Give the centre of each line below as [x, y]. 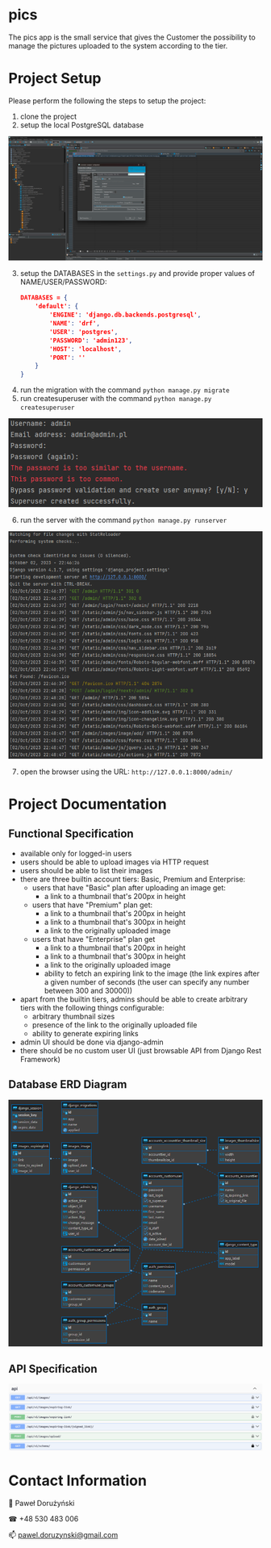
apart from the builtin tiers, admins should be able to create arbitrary [134, 999]
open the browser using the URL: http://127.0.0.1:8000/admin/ [126, 772]
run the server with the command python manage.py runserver [123, 520]
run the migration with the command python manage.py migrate [125, 390]
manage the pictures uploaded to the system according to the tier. [118, 45]
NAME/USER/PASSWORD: [63, 282]
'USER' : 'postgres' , [84, 332]
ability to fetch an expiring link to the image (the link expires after [152, 973]
